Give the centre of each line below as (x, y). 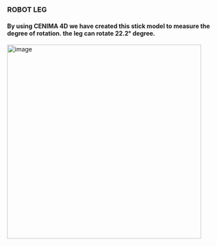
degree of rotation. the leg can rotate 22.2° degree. (81, 33)
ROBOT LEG (27, 10)
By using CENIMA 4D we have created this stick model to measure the (108, 26)
